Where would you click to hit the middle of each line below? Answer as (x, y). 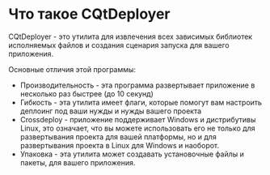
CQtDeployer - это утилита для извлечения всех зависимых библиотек (131, 36)
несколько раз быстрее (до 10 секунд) (86, 93)
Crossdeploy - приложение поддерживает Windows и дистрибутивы (138, 119)
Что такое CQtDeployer (89, 14)
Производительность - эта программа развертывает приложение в (137, 85)
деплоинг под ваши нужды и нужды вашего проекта (111, 111)
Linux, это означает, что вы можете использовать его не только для (137, 128)
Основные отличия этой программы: (72, 69)
